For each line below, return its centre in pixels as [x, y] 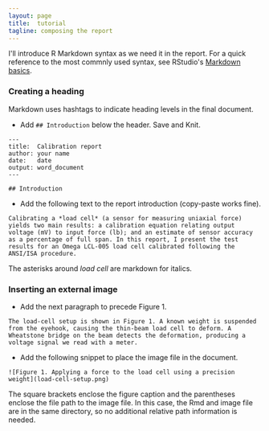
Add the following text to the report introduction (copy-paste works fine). [140, 203]
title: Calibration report [55, 146]
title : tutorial [37, 23]
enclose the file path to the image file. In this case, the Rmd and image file [130, 402]
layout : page [30, 16]
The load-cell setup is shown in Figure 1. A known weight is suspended [132, 321]
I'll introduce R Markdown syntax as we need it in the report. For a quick [127, 54]
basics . [20, 71]
